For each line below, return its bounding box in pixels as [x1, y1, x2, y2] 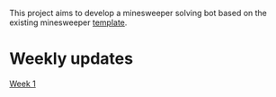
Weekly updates [9, 48, 133, 69]
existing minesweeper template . [9, 17, 128, 28]
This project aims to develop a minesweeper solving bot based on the [9, 8, 268, 18]
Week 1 [9, 78, 36, 89]
